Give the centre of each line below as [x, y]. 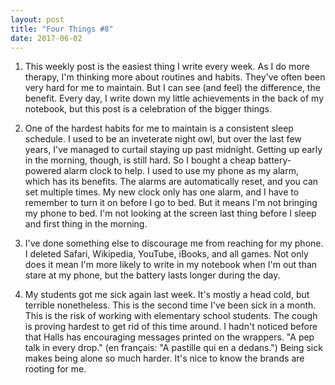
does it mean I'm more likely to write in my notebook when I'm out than [171, 265]
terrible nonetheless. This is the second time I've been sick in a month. [170, 305]
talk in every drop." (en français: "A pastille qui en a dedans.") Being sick [173, 348]
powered [43, 171]
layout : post [37, 19]
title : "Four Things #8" [62, 29]
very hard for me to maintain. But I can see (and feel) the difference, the [172, 88]
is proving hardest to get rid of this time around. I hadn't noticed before [171, 327]
